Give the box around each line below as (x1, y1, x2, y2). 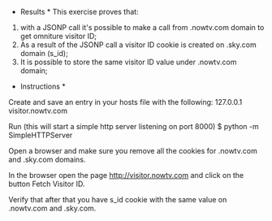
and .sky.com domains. (8, 154, 86, 164)
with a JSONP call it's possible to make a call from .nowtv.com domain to (19, 23, 265, 32)
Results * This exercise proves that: (19, 7, 140, 16)
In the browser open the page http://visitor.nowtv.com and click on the (8, 171, 244, 180)
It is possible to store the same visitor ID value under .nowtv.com (19, 57, 237, 67)
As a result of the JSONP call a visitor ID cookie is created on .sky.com (19, 40, 257, 50)
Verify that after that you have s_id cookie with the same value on (8, 195, 227, 204)
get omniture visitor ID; (19, 32, 97, 41)
